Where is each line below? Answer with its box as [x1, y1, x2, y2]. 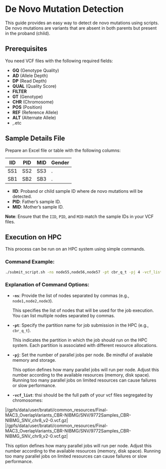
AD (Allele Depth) [12, 73, 48, 79]
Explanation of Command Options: [5, 281, 90, 288]
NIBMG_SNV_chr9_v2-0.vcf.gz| [5, 433, 68, 439]
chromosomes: [12, 397, 43, 403]
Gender [51, 159, 69, 166]
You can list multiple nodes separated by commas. [12, 312, 115, 318]
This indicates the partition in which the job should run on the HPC [12, 337, 148, 343]
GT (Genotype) [12, 93, 43, 99]
